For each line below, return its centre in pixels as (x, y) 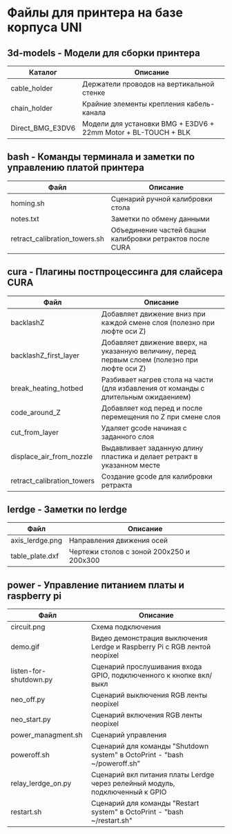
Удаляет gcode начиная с (144, 428)
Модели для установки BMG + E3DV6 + (148, 124)
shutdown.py (32, 680)
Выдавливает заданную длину (152, 447)
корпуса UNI (45, 27)
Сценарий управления (129, 735)
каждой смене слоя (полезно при (158, 322)
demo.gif (25, 647)
